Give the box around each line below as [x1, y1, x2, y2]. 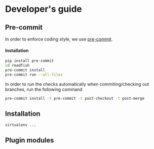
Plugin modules [5, 136, 54, 144]
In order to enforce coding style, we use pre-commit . [5, 36, 113, 42]
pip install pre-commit [5, 58, 54, 64]
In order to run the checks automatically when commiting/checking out [5, 81, 149, 87]
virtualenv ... [5, 122, 37, 128]
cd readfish [5, 63, 30, 68]
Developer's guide [5, 3, 82, 15]
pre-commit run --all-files [5, 72, 63, 77]
